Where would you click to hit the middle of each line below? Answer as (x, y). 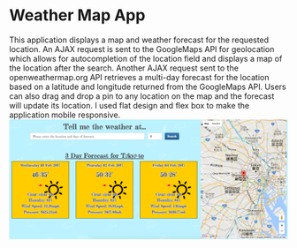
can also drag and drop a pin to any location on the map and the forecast (142, 96)
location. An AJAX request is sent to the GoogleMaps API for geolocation (142, 49)
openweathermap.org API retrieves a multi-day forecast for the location (139, 77)
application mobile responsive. (65, 115)
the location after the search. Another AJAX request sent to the (124, 68)
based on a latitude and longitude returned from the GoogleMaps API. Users (148, 86)
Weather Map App (77, 15)
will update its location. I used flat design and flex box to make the (129, 105)
